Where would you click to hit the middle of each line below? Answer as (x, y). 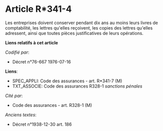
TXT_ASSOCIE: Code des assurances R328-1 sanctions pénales (77, 86)
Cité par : (14, 96)
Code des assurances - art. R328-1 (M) (52, 105)
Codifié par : (17, 52)
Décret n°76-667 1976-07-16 (41, 62)
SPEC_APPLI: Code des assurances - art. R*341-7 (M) (67, 81)
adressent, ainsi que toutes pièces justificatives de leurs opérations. (74, 33)
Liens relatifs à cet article (32, 42)
